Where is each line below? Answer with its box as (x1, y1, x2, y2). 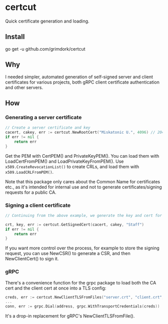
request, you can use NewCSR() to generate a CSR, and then (5, 250, 131, 256)
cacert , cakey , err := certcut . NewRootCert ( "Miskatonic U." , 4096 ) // (5, 130, 155, 135)
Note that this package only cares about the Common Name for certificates (5, 178, 160, 184)
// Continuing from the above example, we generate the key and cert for (5, 213, 162, 218)
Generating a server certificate (5, 114, 82, 121)
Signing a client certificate (5, 202, 71, 209)
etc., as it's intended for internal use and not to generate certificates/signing (5, 184, 162, 190)
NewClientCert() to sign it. (5, 256, 59, 262)
